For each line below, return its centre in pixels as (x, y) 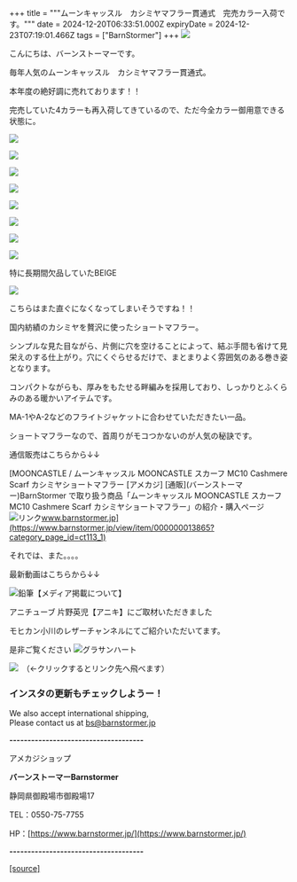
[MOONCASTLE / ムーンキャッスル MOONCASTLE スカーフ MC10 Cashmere (148, 473)
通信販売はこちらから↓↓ (55, 454)
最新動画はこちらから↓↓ (55, 574)
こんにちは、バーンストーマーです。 (74, 53)
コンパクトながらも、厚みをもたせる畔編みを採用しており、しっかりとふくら (148, 387)
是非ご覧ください (40, 649)
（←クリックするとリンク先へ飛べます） (98, 668)
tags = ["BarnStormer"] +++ (128, 35)
